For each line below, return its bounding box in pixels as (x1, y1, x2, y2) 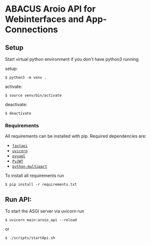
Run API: (5, 195, 32, 204)
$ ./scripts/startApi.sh (5, 236, 55, 241)
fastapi (12, 143, 28, 149)
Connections (5, 24, 58, 35)
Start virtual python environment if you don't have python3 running (5, 56, 139, 62)
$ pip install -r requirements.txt (5, 182, 77, 187)
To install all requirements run (5, 173, 65, 178)
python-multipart (12, 164, 48, 169)
